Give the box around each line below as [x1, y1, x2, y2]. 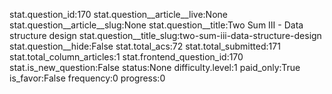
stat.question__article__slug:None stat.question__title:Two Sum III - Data [9, 19, 304, 31]
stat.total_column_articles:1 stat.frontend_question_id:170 [9, 51, 244, 63]
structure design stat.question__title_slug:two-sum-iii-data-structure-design [9, 30, 322, 41]
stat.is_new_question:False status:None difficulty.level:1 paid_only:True [9, 62, 301, 73]
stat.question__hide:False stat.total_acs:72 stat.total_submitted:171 [9, 40, 281, 52]
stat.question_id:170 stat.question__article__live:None [9, 9, 228, 20]
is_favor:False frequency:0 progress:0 [9, 72, 166, 84]
